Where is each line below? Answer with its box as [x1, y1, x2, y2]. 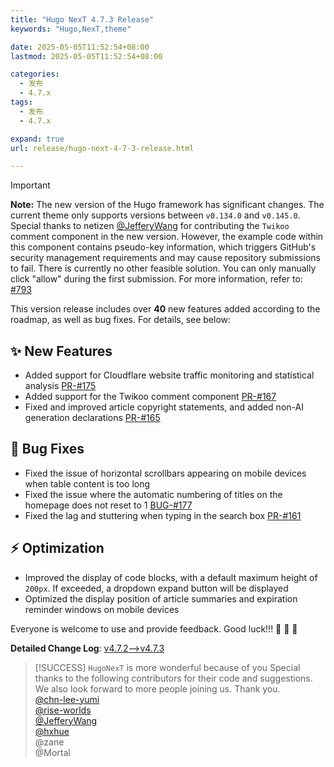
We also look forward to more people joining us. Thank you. [34, 682, 281, 695]
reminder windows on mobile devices [24, 603, 180, 615]
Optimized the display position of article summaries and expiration [24, 592, 298, 605]
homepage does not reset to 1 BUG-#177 [24, 499, 193, 511]
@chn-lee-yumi [34, 693, 100, 705]
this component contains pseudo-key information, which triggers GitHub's [10, 241, 317, 253]
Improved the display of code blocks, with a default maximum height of [24, 571, 318, 583]
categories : [10, 69, 60, 80]
